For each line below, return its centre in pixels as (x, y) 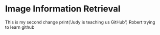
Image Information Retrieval (63, 9)
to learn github (20, 27)
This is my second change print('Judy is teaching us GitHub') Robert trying (80, 22)
